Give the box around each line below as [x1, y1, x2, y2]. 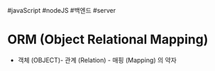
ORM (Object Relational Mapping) [7, 31, 209, 48]
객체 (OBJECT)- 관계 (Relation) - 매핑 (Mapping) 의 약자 [17, 55, 177, 64]
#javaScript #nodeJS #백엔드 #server [7, 6, 116, 14]
